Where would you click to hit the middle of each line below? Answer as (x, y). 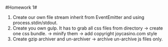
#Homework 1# (21, 7)
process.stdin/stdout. (35, 23)
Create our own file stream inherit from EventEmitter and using (78, 17)
